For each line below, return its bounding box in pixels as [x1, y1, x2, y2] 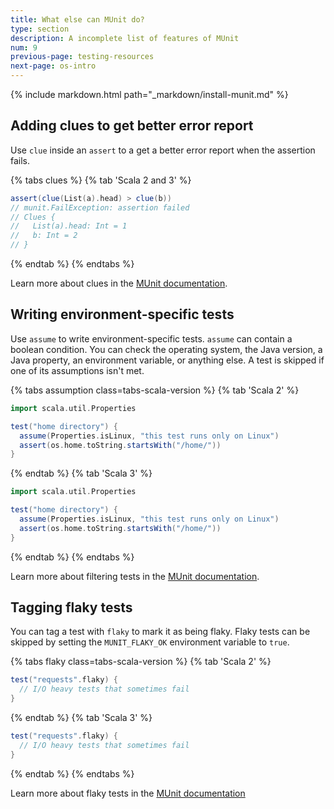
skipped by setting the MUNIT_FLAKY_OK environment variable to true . [10, 636, 290, 648]
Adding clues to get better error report [10, 117, 254, 135]
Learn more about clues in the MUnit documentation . [10, 277, 228, 290]
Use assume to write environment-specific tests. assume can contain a [10, 332, 293, 345]
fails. [10, 154, 31, 166]
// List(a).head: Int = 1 [10, 221, 128, 231]
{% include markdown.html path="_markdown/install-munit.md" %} [10, 89, 289, 100]
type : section [10, 24, 70, 34]
